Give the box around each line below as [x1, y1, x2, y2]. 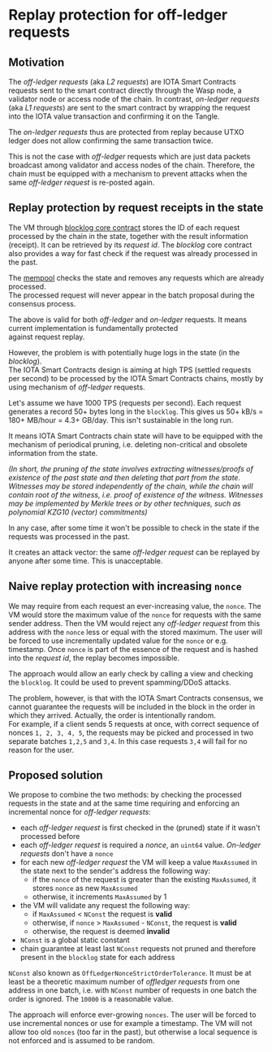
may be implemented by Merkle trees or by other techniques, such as [8, 498, 241, 508]
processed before [19, 832, 80, 841]
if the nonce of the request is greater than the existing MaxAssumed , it [32, 875, 257, 885]
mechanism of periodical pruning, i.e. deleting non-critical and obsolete [8, 439, 248, 449]
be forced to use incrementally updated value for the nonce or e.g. [8, 636, 229, 646]
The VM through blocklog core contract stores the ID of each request [8, 222, 240, 233]
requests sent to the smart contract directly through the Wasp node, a [8, 85, 242, 95]
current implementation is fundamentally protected [8, 323, 179, 333]
